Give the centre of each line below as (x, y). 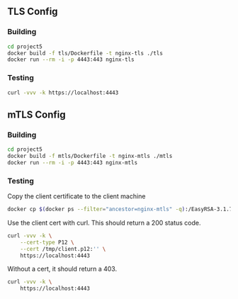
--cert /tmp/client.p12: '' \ (63, 249)
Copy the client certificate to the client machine (76, 196)
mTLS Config (36, 114)
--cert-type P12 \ (47, 242)
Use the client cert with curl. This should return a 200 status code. (104, 222)
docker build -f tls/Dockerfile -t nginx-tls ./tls (85, 53)
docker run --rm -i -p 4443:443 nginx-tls (71, 60)
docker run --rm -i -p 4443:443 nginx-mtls (73, 162)
